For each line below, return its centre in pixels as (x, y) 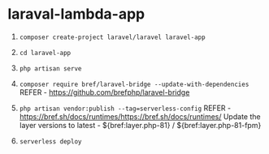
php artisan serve (50, 68)
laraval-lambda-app (76, 14)
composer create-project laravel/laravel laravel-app (112, 37)
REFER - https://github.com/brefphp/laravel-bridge (104, 92)
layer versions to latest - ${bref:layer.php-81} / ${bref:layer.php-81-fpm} (140, 125)
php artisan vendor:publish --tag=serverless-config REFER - (125, 108)
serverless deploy (50, 141)
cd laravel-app (45, 53)
